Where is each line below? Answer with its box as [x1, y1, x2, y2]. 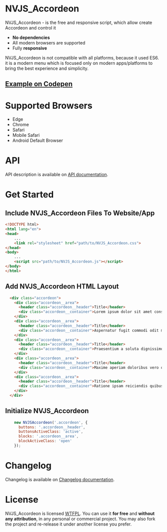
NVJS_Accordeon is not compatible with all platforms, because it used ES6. [5, 54, 159, 60]
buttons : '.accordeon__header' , [18, 425, 85, 430]
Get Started [5, 189, 54, 200]
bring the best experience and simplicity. [5, 65, 88, 71]
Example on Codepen [5, 80, 73, 88]
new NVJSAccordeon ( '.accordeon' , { [14, 420, 88, 425]
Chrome [12, 122, 29, 128]
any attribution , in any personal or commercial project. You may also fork [5, 516, 156, 522]
